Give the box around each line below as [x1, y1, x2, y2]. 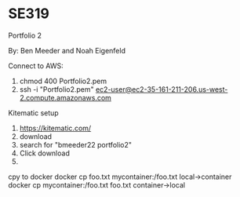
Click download [19, 148, 71, 158]
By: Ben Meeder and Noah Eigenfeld [8, 46, 125, 55]
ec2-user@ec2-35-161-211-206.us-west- [95, 84, 228, 94]
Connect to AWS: [8, 60, 64, 71]
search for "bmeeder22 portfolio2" [19, 140, 132, 149]
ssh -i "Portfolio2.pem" [19, 84, 94, 94]
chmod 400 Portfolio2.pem [19, 76, 107, 86]
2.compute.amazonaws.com [19, 93, 112, 102]
